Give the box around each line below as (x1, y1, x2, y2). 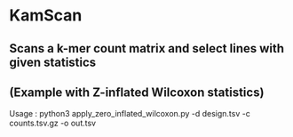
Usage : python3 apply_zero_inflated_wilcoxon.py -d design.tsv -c (9, 109, 250, 119)
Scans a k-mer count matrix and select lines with (9, 41, 285, 56)
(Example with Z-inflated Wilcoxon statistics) (9, 85, 265, 100)
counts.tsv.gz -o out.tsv (9, 117, 96, 129)
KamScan (9, 5, 83, 26)
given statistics (9, 54, 97, 69)
